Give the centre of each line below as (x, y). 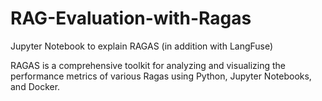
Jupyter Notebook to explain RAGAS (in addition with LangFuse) (142, 46)
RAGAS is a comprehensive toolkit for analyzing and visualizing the (148, 65)
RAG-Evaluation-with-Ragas (131, 18)
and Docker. (35, 86)
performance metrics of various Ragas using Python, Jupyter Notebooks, (161, 76)
